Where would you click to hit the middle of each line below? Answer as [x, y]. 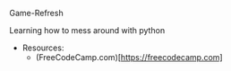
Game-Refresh [37, 13]
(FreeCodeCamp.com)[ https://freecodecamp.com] [129, 57]
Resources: [43, 48]
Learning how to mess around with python [87, 30]
